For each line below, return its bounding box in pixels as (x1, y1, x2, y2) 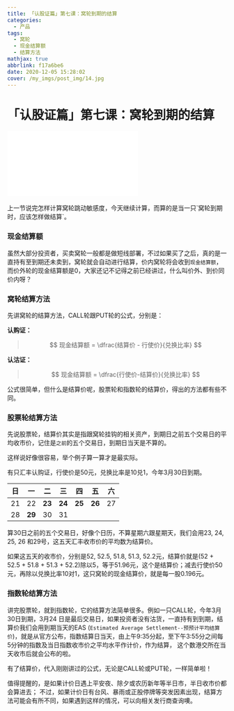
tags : (7, 29, 23, 37)
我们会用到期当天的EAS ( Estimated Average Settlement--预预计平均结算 (19, 623, 221, 632)
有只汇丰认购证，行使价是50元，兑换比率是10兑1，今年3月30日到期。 (7, 468, 206, 477)
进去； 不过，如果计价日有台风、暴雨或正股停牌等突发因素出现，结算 (19, 687, 217, 696)
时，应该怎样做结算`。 (7, 213, 71, 221)
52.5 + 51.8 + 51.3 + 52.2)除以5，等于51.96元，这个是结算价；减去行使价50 (7, 561, 223, 569)
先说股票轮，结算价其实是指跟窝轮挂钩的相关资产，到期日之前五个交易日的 (7, 430, 221, 438)
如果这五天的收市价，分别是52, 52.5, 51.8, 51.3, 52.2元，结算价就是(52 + (7, 552, 214, 561)
